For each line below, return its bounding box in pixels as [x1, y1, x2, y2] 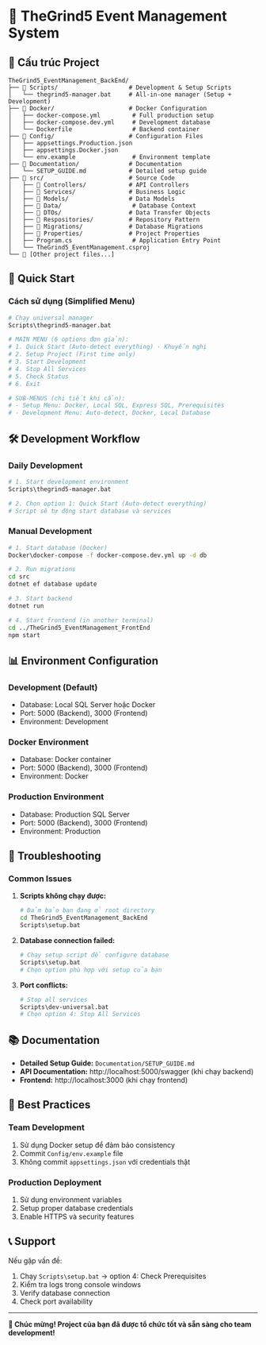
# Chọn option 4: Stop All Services [19, 1011, 141, 1018]
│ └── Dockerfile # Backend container [8, 126, 200, 133]
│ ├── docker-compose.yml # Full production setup [8, 111, 215, 119]
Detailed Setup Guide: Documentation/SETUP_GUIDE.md [19, 1058, 196, 1068]
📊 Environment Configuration [8, 654, 159, 667]
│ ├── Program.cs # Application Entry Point [8, 237, 222, 245]
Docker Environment [8, 736, 89, 748]
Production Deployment [8, 1177, 102, 1188]
